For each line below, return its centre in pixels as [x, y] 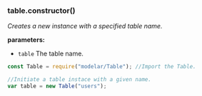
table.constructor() [41, 11]
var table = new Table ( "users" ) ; [57, 86]
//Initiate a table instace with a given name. [80, 80]
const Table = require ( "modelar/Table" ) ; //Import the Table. [102, 67]
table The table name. [51, 54]
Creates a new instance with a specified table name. [85, 26]
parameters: [26, 40]
